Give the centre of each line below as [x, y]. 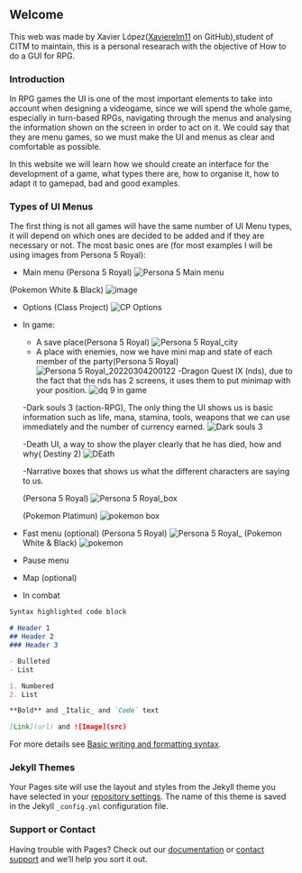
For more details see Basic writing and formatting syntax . [115, 744]
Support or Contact [53, 830]
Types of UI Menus [51, 207]
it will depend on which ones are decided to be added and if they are [137, 236]
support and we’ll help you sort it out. [78, 859]
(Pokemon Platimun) [60, 516]
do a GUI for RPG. [42, 55]
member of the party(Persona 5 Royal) [107, 362]
